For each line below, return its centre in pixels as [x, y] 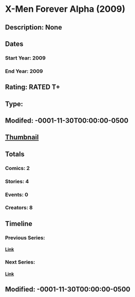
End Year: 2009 [24, 71]
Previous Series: [25, 237]
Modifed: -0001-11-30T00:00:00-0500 [67, 120]
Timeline [19, 223]
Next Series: [20, 262]
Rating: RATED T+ [33, 87]
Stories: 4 [17, 181]
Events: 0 [17, 195]
